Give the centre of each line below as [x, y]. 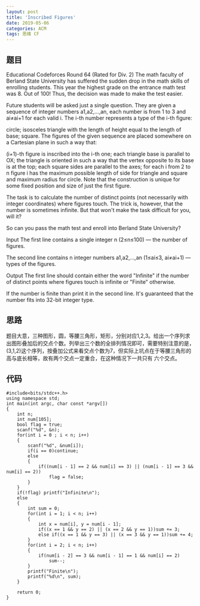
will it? [14, 216]
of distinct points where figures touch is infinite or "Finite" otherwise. [91, 281]
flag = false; [66, 477]
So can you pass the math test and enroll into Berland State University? [93, 228]
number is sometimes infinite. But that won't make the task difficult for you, [99, 210]
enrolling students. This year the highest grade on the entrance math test [96, 87]
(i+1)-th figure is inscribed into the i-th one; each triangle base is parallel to [98, 154]
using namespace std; [33, 398]
